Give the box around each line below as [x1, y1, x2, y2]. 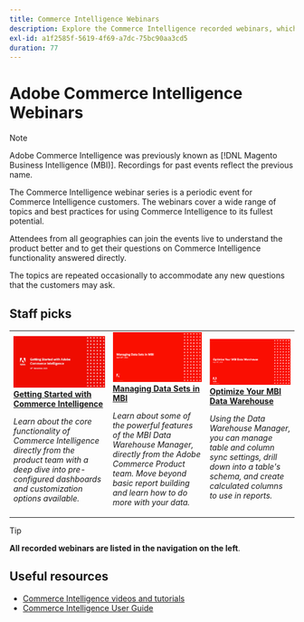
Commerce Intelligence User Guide [22, 602, 154, 613]
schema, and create [209, 471, 285, 482]
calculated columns [209, 480, 283, 491]
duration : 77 [9, 43, 59, 53]
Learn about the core [13, 416, 92, 427]
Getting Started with [13, 389, 92, 400]
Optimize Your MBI [209, 386, 282, 397]
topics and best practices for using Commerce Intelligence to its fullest [9, 206, 273, 217]
